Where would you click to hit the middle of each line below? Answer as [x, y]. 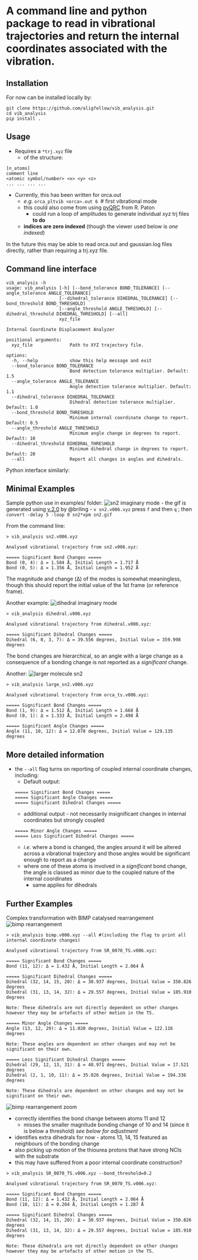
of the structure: [43, 157]
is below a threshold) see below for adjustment [81, 1131]
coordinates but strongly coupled [64, 820]
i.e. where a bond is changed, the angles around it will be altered [102, 847]
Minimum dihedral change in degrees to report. [129, 449]
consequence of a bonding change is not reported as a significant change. [97, 662]
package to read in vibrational [81, 23]
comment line [22, 173]
